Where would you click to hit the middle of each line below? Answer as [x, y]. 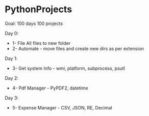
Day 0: [12, 33]
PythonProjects [39, 9]
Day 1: [11, 58]
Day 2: [12, 78]
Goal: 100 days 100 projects [34, 23]
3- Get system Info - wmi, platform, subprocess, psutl [69, 68]
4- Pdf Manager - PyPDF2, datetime [50, 88]
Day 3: [12, 98]
